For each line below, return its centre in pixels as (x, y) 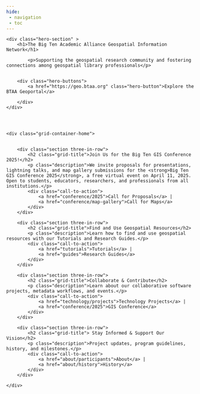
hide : (13, 12)
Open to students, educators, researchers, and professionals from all (97, 181)
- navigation (25, 17)
